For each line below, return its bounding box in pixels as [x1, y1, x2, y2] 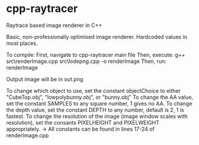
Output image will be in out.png [6, 75, 84, 83]
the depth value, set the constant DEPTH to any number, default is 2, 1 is [6, 106, 184, 113]
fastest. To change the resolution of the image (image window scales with [6, 113, 188, 120]
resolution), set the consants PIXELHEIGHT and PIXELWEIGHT [6, 119, 160, 126]
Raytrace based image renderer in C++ [6, 22, 103, 29]
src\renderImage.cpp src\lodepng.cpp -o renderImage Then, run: [6, 58, 167, 65]
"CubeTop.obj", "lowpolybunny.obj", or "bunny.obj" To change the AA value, [6, 93, 194, 101]
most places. [6, 40, 38, 47]
